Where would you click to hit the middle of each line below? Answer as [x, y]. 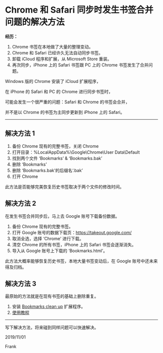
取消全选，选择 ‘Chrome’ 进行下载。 [48, 239]
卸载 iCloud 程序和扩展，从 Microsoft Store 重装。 [62, 59]
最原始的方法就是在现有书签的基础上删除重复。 [52, 296]
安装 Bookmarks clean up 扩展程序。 [49, 306]
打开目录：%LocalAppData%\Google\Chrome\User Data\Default [76, 152]
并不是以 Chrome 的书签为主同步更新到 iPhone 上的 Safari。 [65, 112]
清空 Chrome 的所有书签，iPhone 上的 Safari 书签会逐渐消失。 [74, 244]
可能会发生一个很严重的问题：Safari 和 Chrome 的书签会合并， [67, 102]
